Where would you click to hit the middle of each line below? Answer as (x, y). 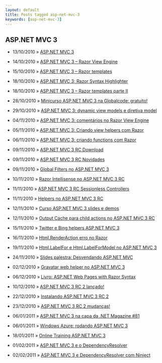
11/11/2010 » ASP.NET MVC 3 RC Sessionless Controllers (71, 189)
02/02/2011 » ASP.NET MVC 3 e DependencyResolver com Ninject (82, 355)
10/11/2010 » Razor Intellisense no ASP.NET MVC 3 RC (68, 179)
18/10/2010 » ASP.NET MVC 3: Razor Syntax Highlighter (70, 81)
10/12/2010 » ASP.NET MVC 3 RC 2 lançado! (58, 287)
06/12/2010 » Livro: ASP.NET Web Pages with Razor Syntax (74, 277)
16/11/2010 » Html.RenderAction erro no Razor (60, 238)
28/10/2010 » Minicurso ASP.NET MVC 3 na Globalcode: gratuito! (80, 101)
